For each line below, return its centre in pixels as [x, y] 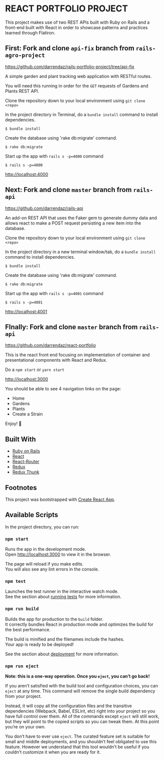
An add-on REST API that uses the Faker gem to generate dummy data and [81, 218]
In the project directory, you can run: [42, 527]
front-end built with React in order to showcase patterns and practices [77, 27]
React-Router [26, 461]
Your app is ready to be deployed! [39, 644]
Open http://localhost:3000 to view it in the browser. [58, 554]
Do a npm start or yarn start [35, 370]
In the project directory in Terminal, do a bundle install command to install [82, 114]
